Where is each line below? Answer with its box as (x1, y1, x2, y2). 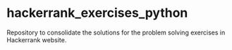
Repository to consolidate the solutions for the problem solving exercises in (6, 28, 226, 37)
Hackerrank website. (6, 35, 67, 44)
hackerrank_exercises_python (6, 5, 188, 21)
